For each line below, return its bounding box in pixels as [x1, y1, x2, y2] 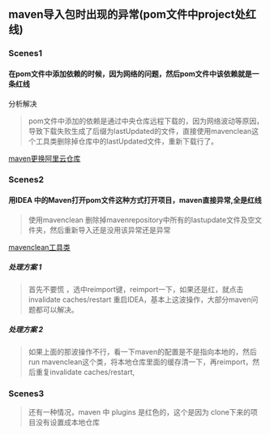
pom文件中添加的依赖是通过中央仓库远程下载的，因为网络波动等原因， [28, 116, 264, 126]
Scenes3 [8, 388, 45, 399]
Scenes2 [8, 174, 45, 185]
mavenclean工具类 [8, 242, 71, 252]
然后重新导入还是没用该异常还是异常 [49, 225, 171, 235]
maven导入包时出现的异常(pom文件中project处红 [8, 7, 257, 22]
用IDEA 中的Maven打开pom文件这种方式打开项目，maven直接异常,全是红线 [8, 196, 262, 205]
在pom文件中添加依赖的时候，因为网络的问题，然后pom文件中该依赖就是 [8, 68, 253, 79]
